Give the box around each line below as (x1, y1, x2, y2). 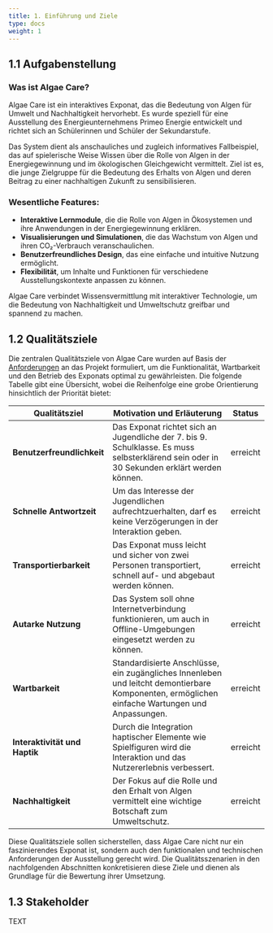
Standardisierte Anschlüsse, (112, 657, 219, 669)
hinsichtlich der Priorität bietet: (8, 388, 111, 399)
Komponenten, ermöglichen (112, 688, 219, 700)
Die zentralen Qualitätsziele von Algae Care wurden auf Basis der (8, 354, 227, 364)
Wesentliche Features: (8, 196, 100, 207)
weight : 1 (8, 27, 42, 35)
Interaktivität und (12, 737, 81, 748)
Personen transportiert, (112, 560, 201, 571)
